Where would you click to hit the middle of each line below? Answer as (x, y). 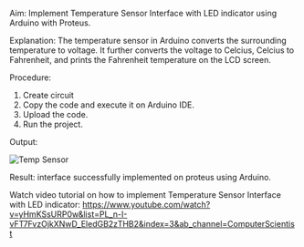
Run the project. (53, 124)
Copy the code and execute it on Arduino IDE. (108, 105)
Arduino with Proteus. (50, 23)
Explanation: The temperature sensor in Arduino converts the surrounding (148, 41)
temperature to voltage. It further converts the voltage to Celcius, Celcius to (152, 50)
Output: (24, 142)
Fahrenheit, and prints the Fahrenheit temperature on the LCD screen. (140, 60)
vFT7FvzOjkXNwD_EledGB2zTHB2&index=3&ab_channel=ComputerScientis (152, 224)
